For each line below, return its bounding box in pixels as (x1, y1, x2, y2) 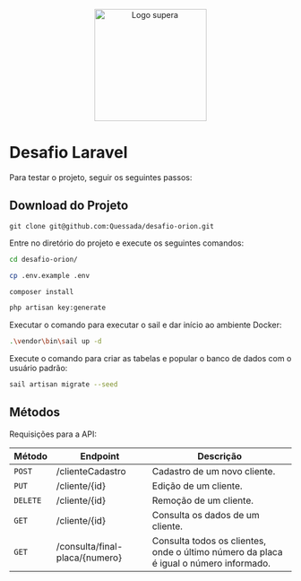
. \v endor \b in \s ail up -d (9, 337, 102, 346)
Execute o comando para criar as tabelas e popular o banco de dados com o (9, 353, 292, 364)
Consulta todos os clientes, (151, 534, 267, 547)
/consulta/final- (56, 540, 124, 552)
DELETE (13, 495, 42, 506)
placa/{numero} (56, 551, 123, 564)
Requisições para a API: (9, 429, 97, 439)
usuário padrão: (9, 363, 68, 374)
